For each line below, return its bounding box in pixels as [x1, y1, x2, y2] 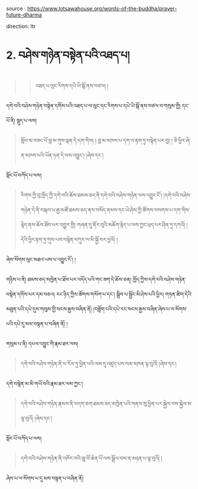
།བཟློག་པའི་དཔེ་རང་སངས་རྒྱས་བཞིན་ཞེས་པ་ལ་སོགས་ [93, 305, 187, 312]
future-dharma [6, 11, 43, 18]
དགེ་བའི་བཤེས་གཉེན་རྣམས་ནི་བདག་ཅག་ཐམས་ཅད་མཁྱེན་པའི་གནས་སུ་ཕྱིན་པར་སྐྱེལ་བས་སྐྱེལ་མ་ [20, 400, 193, 407]
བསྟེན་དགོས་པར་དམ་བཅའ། [6, 290, 55, 297]
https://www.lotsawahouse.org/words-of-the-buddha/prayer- [27, 5, 177, 12]
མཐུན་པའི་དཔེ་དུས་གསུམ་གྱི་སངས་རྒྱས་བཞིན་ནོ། [6, 305, 92, 312]
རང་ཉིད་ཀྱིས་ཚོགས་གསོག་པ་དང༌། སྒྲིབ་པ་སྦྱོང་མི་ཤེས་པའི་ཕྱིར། [56, 290, 164, 297]
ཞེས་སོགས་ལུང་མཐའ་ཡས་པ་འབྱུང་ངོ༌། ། [6, 255, 76, 263]
